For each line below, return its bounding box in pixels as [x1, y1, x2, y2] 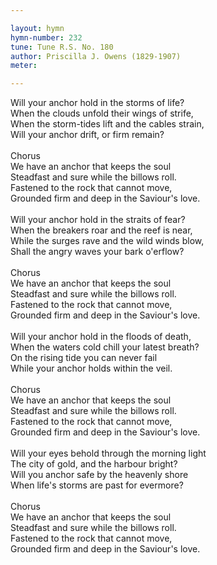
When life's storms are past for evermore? [10, 479, 184, 491]
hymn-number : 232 [10, 32, 83, 43]
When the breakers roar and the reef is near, [10, 224, 193, 236]
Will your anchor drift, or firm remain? [10, 129, 165, 141]
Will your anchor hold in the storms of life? [10, 97, 185, 109]
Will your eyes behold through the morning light [10, 447, 207, 460]
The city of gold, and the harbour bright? [10, 458, 178, 470]
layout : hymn [10, 23, 65, 33]
